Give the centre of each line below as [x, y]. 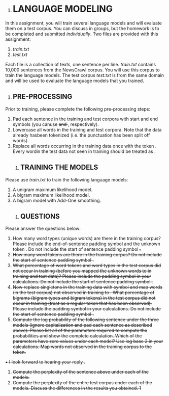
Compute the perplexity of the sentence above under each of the [80, 372]
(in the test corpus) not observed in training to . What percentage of [83, 293]
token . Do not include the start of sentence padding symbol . [77, 249]
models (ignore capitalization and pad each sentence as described [82, 325]
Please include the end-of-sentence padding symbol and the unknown [87, 244]
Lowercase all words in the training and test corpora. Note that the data [87, 129]
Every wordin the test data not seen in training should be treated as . [84, 151]
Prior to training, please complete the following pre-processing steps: [78, 109]
